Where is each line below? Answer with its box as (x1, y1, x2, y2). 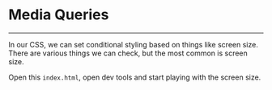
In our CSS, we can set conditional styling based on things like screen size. (8, 39, 259, 49)
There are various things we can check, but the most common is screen (8, 48, 249, 58)
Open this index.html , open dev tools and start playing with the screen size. (8, 72, 261, 82)
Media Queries (8, 6, 109, 24)
